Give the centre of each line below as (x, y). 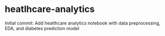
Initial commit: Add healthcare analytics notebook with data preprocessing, (82, 23)
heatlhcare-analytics (50, 9)
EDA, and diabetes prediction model (42, 28)
